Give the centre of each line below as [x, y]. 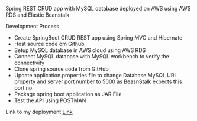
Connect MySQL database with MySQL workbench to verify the [91, 56]
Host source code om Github [49, 44]
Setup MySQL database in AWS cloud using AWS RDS [80, 50]
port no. [24, 88]
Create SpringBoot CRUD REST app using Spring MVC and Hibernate [98, 37]
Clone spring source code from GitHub [61, 69]
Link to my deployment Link [39, 112]
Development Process [33, 26]
